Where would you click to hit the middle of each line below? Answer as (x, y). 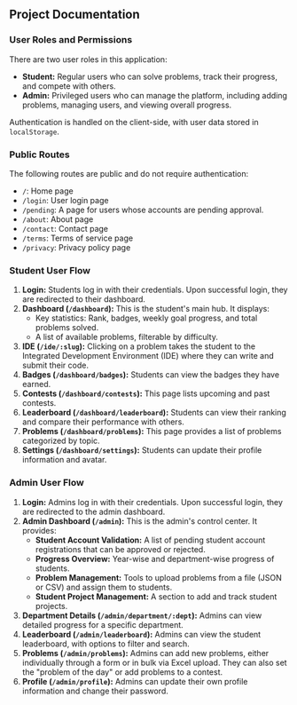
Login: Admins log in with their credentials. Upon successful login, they (152, 502)
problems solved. (67, 328)
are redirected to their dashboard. (84, 299)
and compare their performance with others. (103, 422)
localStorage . (34, 131)
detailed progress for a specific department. (102, 624)
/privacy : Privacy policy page (76, 247)
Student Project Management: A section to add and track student (156, 596)
